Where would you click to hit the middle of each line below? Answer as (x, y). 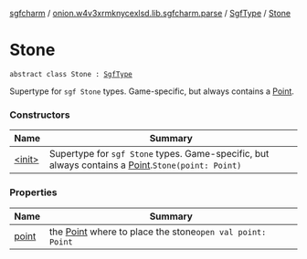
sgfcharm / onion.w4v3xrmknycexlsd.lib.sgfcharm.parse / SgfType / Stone (150, 13)
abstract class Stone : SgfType (71, 74)
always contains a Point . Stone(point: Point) (145, 165)
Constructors (40, 115)
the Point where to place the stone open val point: (158, 232)
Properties (33, 192)
